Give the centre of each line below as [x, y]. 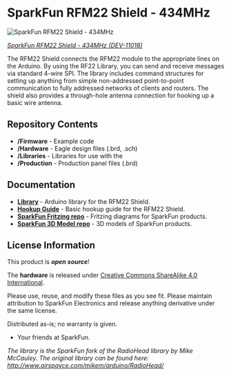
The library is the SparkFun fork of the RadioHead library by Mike [100, 351]
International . [26, 283]
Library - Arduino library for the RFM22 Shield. [83, 201]
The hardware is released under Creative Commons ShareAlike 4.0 [102, 275]
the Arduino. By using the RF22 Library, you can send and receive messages [116, 66]
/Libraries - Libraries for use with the [70, 156]
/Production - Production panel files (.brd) [77, 163]
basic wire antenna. [35, 102]
